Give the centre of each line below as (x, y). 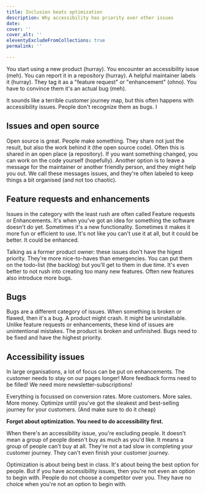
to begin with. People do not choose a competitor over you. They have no (99, 477)
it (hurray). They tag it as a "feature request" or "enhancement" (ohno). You (102, 82)
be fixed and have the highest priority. (54, 338)
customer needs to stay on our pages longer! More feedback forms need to (102, 378)
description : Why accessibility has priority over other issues (90, 18)
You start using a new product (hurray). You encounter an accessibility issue (103, 69)
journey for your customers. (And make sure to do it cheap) (81, 410)
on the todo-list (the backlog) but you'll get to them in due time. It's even (98, 264)
